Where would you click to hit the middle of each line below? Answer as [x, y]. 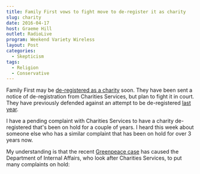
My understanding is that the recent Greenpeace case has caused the [93, 152]
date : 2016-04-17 [28, 23]
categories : [21, 51]
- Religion [25, 67]
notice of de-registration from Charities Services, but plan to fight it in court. [100, 97]
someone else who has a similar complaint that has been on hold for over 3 [99, 134]
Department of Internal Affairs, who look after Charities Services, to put [94, 158]
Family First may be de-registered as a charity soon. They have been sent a [99, 90]
